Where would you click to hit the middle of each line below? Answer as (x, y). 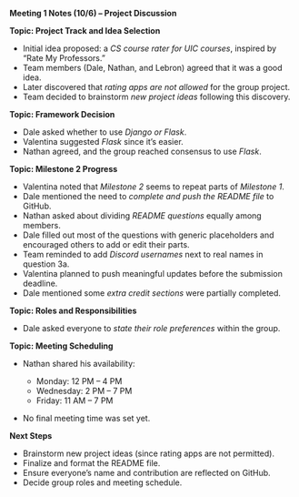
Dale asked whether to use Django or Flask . (105, 132)
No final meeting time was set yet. (86, 418)
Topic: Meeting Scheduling (61, 346)
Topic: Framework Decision (62, 114)
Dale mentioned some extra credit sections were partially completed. (152, 293)
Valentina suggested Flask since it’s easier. (103, 142)
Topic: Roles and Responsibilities (73, 310)
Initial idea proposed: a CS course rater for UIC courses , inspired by (149, 48)
